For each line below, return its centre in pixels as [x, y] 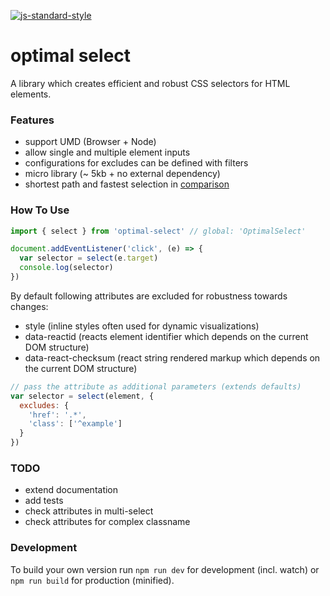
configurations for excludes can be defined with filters [136, 163]
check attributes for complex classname [107, 522]
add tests [44, 501]
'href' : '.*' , [57, 415]
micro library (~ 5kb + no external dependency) [122, 174]
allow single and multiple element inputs [107, 152]
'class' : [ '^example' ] [75, 424]
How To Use [40, 210]
